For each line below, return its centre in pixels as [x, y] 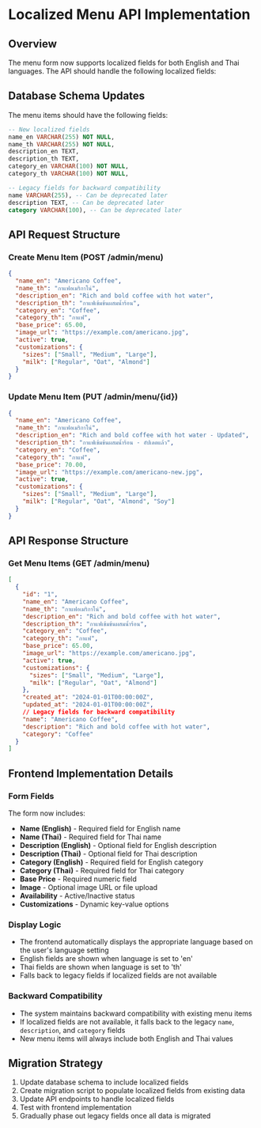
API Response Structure [68, 541]
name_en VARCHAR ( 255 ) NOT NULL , [61, 137]
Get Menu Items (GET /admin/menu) [79, 563]
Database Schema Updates [77, 96]
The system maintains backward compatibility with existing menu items [136, 1013]
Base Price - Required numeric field [78, 879]
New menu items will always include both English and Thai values [126, 1039]
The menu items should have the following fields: [88, 115]
